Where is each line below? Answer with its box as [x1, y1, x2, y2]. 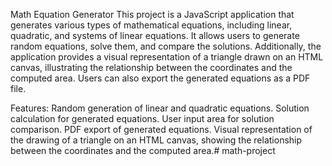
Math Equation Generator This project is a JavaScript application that [10, 9, 295, 20]
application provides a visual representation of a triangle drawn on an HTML [10, 51, 324, 63]
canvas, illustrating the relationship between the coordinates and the [10, 62, 293, 73]
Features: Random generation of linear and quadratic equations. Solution [10, 102, 310, 114]
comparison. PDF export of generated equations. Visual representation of [10, 124, 313, 135]
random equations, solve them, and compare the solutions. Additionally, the [10, 40, 322, 52]
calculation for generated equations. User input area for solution [10, 113, 275, 124]
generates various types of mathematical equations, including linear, [10, 19, 293, 31]
